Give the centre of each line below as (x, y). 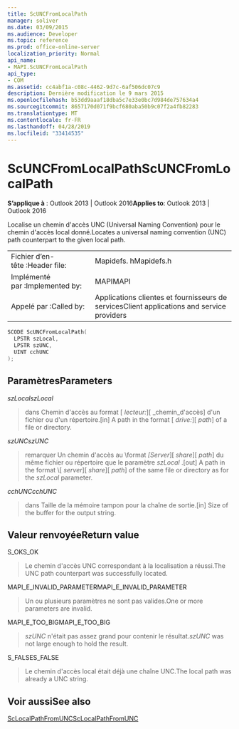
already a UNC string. (57, 679)
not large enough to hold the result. (76, 644)
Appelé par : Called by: (48, 306)
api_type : (22, 73)
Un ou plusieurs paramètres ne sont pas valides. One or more (114, 601)
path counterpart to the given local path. (67, 240)
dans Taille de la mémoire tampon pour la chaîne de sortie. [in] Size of (127, 505)
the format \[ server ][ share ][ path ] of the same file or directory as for (127, 470)
